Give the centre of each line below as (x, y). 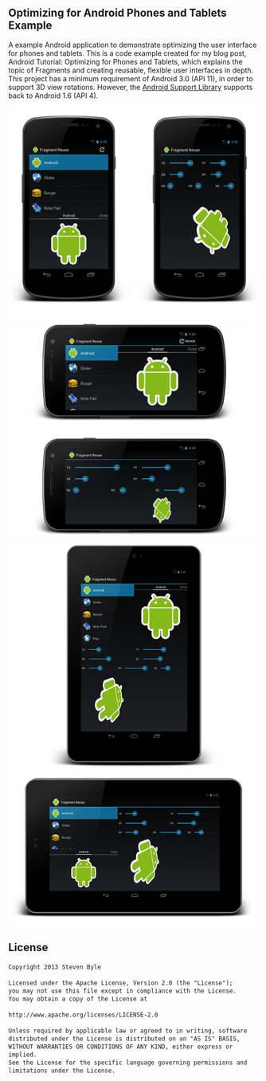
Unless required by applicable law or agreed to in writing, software (128, 1031)
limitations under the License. (62, 1071)
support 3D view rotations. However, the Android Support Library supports (131, 87)
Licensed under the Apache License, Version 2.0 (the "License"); (121, 983)
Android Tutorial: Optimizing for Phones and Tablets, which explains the (125, 61)
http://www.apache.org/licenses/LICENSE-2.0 (83, 1015)
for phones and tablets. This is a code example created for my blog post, (127, 53)
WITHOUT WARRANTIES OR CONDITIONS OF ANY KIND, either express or (121, 1047)
